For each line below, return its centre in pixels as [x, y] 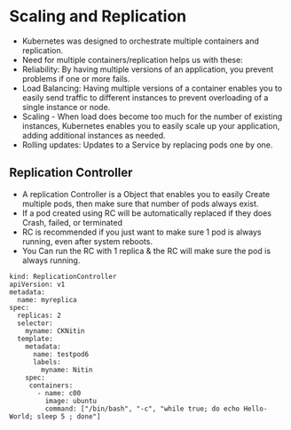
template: [35, 338]
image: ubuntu [71, 401]
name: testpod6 [61, 354]
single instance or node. [66, 107]
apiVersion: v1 [37, 284]
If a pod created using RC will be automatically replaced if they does [147, 213]
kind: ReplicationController [63, 276]
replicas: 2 [39, 315]
